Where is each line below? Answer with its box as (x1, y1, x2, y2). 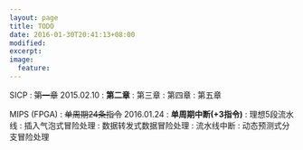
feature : (17, 64, 51, 73)
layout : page (9, 13, 59, 23)
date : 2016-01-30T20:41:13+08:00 (9, 30, 136, 39)
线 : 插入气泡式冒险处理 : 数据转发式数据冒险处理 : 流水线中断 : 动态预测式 (9, 119, 282, 131)
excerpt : (9, 47, 43, 56)
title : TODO (9, 22, 54, 31)
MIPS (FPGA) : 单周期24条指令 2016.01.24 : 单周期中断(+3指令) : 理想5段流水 (9, 108, 294, 119)
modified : (9, 38, 47, 48)
